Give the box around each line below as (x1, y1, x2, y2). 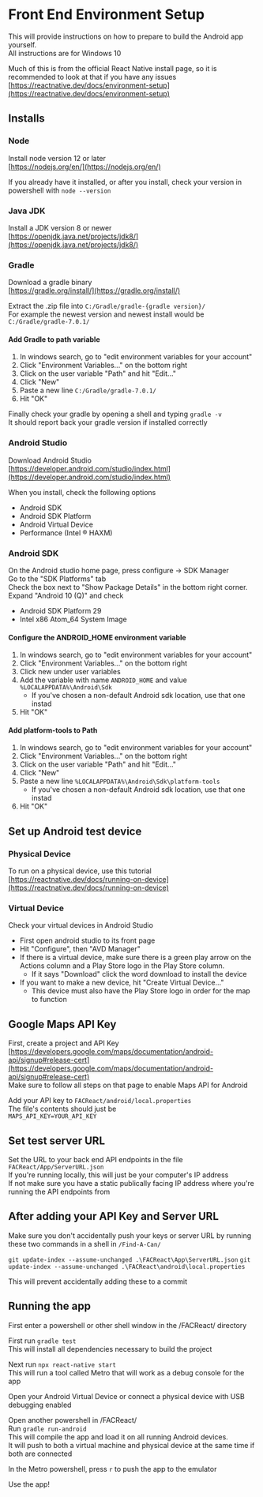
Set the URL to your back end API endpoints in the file (8, 1155, 183, 1165)
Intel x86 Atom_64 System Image (19, 614, 128, 625)
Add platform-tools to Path (8, 725, 98, 735)
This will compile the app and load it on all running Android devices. (8, 1431, 229, 1442)
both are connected (8, 1449, 73, 1458)
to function (31, 995, 67, 1004)
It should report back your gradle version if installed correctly (8, 418, 208, 427)
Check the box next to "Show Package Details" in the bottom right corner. (8, 583, 248, 592)
